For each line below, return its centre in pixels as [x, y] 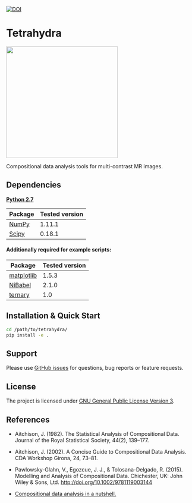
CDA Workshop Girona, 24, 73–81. [56, 458]
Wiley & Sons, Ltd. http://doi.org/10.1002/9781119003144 [84, 482]
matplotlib [23, 275]
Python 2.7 [20, 199]
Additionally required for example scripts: [59, 250]
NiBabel [20, 285]
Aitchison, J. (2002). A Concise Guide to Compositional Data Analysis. [100, 451]
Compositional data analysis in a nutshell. [65, 493]
